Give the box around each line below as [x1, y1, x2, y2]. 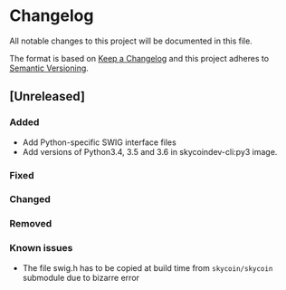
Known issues [9, 242, 73, 255]
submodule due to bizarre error [22, 272, 140, 283]
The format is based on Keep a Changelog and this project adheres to [9, 53, 270, 63]
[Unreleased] [9, 89, 86, 104]
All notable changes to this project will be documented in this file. [9, 35, 253, 46]
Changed [9, 193, 52, 206]
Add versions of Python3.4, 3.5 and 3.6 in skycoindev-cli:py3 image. [22, 146, 278, 157]
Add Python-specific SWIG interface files [22, 137, 176, 148]
